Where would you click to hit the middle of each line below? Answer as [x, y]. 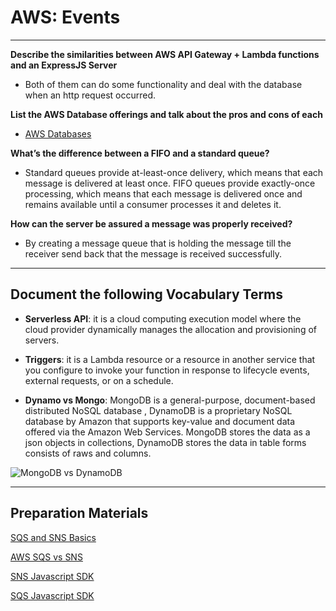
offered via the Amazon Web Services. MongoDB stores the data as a [167, 432]
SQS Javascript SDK [52, 595]
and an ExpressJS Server [64, 65]
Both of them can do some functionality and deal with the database [163, 84]
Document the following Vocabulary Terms [147, 294]
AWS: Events [65, 17]
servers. [42, 340]
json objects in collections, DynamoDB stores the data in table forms [165, 442]
